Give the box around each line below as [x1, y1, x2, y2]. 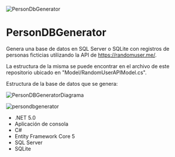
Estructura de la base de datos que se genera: [6, 80, 118, 87]
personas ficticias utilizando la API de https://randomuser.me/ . [6, 51, 157, 58]
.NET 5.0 [14, 114, 36, 121]
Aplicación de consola [14, 120, 69, 127]
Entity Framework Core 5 [14, 132, 75, 139]
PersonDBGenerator [6, 26, 107, 39]
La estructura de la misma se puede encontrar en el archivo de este [6, 62, 170, 69]
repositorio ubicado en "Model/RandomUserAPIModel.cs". [6, 69, 147, 76]
